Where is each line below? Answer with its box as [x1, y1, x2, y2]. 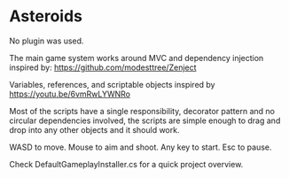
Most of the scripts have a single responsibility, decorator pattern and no [9, 105, 276, 116]
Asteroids [9, 6, 82, 27]
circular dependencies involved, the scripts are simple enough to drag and [9, 115, 281, 126]
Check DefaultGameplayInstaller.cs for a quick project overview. [9, 159, 244, 169]
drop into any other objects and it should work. [9, 124, 180, 135]
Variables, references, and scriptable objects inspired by [9, 79, 215, 89]
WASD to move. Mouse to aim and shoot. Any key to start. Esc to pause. [9, 142, 272, 152]
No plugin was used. [9, 35, 84, 46]
